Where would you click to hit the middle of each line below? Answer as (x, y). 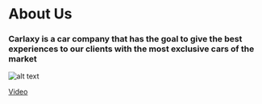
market (23, 59)
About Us (40, 14)
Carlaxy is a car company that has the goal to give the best (125, 39)
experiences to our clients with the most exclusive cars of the (131, 49)
